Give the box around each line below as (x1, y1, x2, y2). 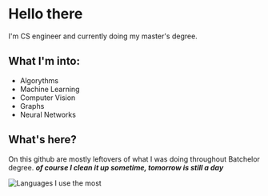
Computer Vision (19, 93, 76, 102)
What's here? (8, 133, 78, 146)
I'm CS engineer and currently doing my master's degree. (8, 31, 198, 41)
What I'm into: (8, 54, 81, 68)
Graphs (19, 101, 45, 110)
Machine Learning (19, 84, 80, 94)
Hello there (8, 5, 83, 23)
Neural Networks (19, 110, 76, 119)
